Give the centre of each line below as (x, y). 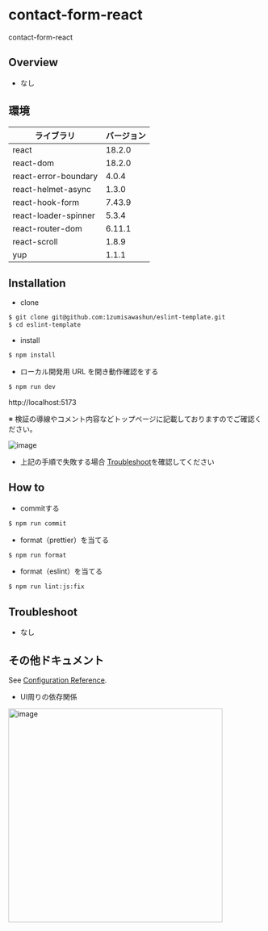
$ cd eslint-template (45, 325)
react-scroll (35, 241)
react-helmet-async (52, 189)
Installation (37, 283)
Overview (33, 63)
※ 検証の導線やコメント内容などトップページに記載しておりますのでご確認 (132, 419)
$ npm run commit (38, 523)
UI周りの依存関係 (48, 696)
